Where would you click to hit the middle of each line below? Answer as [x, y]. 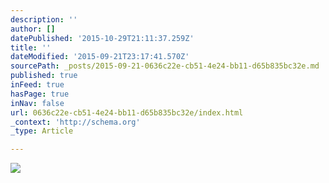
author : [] [33, 29]
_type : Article [42, 131]
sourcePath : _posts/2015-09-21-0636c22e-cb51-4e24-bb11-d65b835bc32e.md [165, 66]
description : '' [44, 19]
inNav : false [37, 103]
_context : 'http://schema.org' [75, 122]
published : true [44, 76]
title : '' [31, 47]
